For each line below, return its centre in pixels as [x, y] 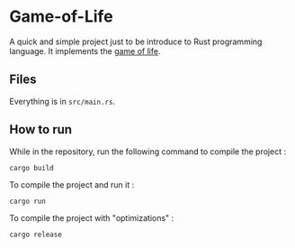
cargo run [28, 201]
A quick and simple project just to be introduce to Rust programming [136, 41]
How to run [41, 129]
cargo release [36, 234]
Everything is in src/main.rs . [62, 101]
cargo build [31, 168]
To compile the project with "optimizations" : [92, 217]
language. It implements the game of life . [85, 51]
